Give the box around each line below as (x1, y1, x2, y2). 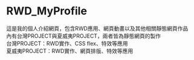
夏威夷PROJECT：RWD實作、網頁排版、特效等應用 (6, 47, 134, 55)
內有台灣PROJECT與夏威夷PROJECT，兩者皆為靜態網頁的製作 (6, 32, 161, 40)
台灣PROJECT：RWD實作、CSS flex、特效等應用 (6, 40, 128, 47)
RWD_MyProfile (6, 4, 88, 18)
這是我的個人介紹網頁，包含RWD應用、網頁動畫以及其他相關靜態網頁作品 (6, 25, 189, 32)
